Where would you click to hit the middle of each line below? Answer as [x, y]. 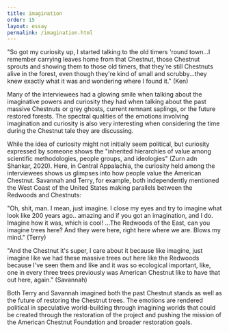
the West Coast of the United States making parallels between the [100, 188]
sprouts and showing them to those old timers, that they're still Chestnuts [110, 66]
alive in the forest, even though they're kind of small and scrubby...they [107, 74]
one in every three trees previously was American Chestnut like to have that [114, 273]
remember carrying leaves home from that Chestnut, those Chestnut [104, 60]
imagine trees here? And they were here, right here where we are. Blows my [114, 230]
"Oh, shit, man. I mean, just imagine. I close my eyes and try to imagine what [114, 208]
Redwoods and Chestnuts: [44, 195]
